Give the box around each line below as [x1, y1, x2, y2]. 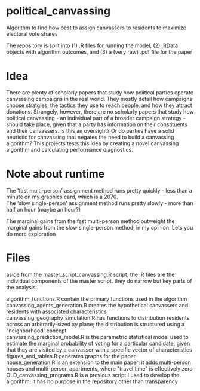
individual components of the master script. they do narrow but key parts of [6, 277, 192, 285]
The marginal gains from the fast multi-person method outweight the [6, 217, 175, 225]
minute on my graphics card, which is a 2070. [6, 193, 118, 200]
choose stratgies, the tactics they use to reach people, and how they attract [6, 102, 192, 109]
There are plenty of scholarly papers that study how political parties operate [6, 88, 194, 96]
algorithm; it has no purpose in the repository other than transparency [6, 378, 178, 385]
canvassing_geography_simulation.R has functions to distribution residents [6, 314, 190, 321]
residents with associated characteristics [6, 308, 107, 315]
